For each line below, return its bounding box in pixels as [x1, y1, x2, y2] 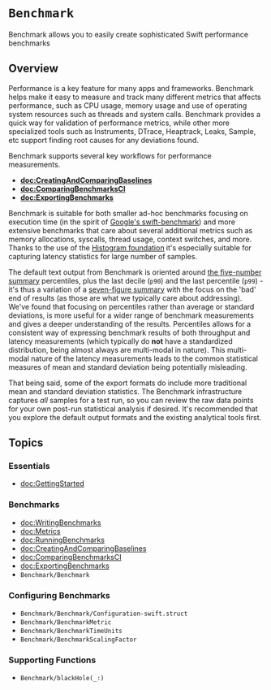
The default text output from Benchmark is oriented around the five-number [8, 267, 262, 277]
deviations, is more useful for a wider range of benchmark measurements [8, 310, 254, 320]
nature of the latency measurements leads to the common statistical [31, 354, 258, 363]
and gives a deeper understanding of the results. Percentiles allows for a [8, 319, 252, 328]
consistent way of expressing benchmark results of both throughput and [8, 328, 251, 337]
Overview [8, 62, 59, 76]
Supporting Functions [8, 654, 97, 666]
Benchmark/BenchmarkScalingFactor [19, 636, 137, 644]
